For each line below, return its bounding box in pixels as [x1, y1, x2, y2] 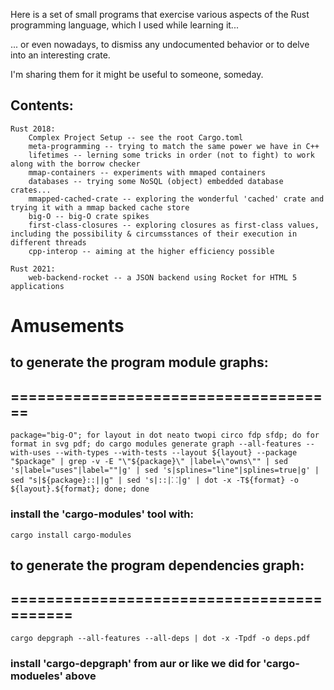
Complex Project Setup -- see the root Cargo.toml [28, 132, 244, 143]
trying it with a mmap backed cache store [10, 202, 190, 213]
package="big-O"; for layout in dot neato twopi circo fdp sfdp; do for [10, 430, 320, 441]
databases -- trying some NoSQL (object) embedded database [28, 176, 284, 186]
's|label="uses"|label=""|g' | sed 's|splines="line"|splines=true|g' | [10, 465, 320, 476]
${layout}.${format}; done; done [10, 484, 150, 494]
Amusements [10, 315, 125, 337]
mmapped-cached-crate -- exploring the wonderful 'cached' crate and [28, 194, 325, 204]
